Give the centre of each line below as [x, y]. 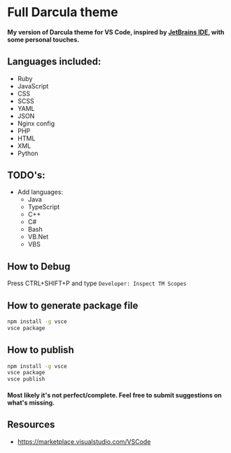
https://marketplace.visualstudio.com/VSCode [84, 441]
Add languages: [40, 192]
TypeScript [44, 207]
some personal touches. [43, 39]
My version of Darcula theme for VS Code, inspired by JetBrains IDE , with [116, 32]
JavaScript [33, 86]
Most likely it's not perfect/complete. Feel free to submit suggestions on [114, 395]
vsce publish [26, 379]
